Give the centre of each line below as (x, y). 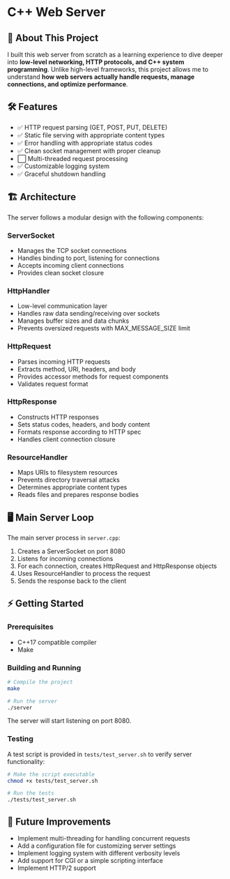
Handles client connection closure (66, 439)
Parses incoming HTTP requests (64, 361)
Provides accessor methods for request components (93, 376)
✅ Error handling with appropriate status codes (85, 143)
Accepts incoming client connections (70, 265)
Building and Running (44, 668)
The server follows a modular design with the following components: (106, 217)
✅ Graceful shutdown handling (61, 174)
